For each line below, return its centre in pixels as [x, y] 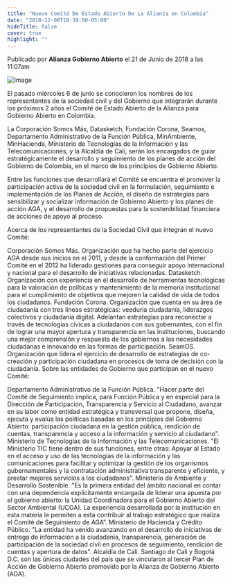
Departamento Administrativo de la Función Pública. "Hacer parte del [106, 390]
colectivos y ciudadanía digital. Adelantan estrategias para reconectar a [109, 317]
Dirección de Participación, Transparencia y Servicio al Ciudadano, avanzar [115, 404]
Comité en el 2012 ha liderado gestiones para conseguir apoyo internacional [116, 265]
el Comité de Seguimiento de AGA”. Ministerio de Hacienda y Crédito [105, 522]
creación [20, 361]
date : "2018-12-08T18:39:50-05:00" [59, 20]
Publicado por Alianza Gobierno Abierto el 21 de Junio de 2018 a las [105, 59]
